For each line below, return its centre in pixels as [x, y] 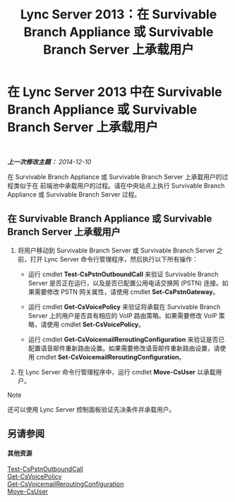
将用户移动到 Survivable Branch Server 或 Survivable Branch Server [116, 250]
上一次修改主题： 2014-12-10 [49, 161]
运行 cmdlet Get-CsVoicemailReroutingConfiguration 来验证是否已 [126, 339]
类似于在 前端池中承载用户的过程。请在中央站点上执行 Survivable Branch [119, 185]
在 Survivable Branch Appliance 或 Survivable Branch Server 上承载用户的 [115, 176]
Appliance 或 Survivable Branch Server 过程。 [74, 194]
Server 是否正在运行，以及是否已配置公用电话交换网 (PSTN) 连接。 [125, 283]
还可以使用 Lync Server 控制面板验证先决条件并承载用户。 [91, 409]
